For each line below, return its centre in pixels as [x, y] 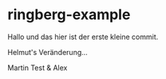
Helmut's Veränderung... [48, 52]
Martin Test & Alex [38, 67]
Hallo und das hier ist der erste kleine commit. [83, 37]
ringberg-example [69, 15]
